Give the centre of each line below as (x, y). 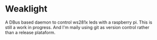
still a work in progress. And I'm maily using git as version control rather (77, 27)
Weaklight (26, 9)
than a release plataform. (30, 32)
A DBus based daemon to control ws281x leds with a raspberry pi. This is (79, 22)
